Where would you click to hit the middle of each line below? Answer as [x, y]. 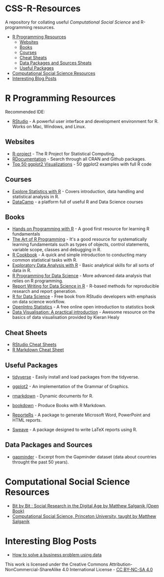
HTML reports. [27, 420]
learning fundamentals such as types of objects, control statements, [81, 244]
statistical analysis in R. [36, 196]
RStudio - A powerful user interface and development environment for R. [85, 121]
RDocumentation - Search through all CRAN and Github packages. [79, 159]
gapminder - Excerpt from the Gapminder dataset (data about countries [84, 457]
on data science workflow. [39, 302]
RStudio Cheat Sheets [34, 345]
